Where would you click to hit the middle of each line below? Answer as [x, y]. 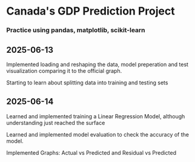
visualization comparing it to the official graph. [64, 70]
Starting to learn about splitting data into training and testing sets [87, 83]
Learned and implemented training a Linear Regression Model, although [96, 116]
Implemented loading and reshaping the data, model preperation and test [97, 64]
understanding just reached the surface [56, 123]
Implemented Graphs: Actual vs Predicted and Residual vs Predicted [91, 152]
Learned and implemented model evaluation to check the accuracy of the [98, 134]
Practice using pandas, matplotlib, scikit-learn [76, 30]
